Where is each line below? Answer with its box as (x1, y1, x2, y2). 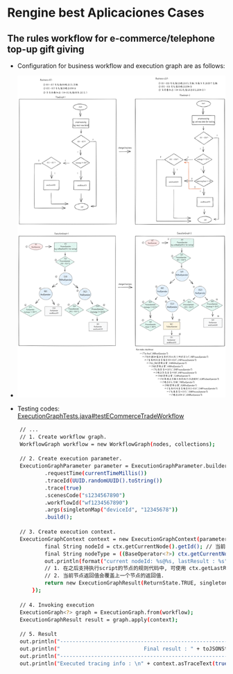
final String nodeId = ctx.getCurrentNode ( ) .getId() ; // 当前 (44, 543, 226, 550)
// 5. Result (19, 631, 58, 638)
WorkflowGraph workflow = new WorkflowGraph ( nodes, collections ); (19, 440, 216, 448)
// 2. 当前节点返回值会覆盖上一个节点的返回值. (44, 572, 164, 580)
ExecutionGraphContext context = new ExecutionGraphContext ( (19, 535, 200, 542)
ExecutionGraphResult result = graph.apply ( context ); (19, 616, 178, 623)
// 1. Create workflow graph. (19, 433, 107, 440)
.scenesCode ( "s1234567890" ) (44, 492, 126, 499)
